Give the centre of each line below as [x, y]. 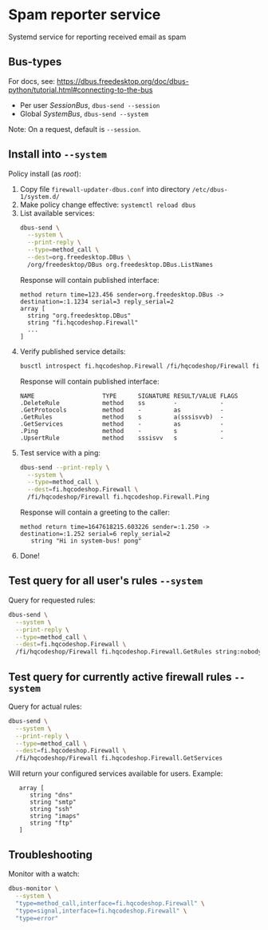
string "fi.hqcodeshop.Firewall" [83, 322]
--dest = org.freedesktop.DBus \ [79, 257]
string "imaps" [55, 817]
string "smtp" [53, 802]
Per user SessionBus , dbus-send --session [90, 105]
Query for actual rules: [45, 706]
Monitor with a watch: [44, 874]
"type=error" [37, 918]
